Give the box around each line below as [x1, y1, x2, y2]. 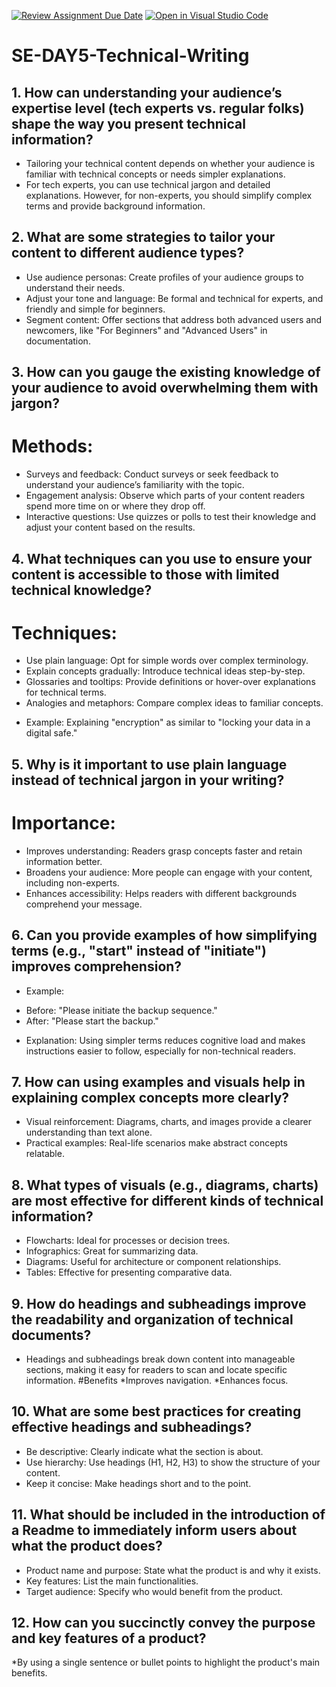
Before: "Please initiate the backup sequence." [25, 1004, 218, 1016]
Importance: [11, 812, 116, 835]
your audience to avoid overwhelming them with [11, 380, 319, 397]
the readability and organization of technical [11, 1311, 294, 1328]
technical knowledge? [11, 581, 153, 599]
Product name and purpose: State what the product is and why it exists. [25, 1564, 321, 1576]
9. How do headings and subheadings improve [11, 1295, 307, 1312]
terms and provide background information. [25, 200, 206, 212]
